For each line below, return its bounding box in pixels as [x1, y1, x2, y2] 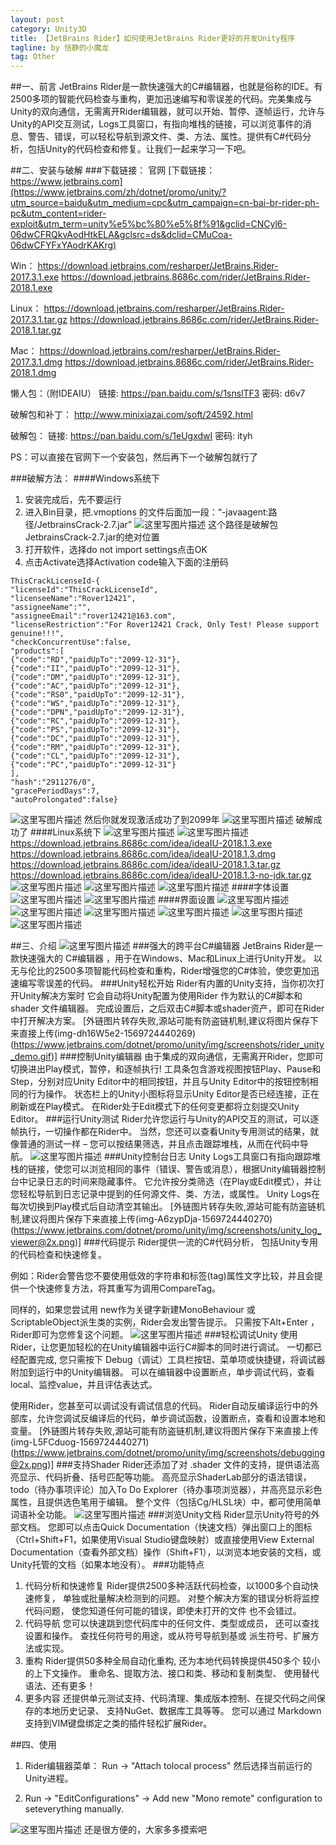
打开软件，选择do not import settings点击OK [24, 544, 208, 556]
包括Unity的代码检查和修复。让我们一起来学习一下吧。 [27, 143, 252, 155]
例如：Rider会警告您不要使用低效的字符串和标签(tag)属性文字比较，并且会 [10, 1270, 315, 1282]
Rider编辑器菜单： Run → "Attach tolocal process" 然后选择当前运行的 [24, 1760, 313, 1772]
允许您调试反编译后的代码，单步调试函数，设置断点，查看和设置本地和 [36, 1412, 326, 1425]
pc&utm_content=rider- [10, 207, 107, 220]
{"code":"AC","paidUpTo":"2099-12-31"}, [10, 681, 182, 691]
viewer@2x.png [10, 1236, 75, 1248]
